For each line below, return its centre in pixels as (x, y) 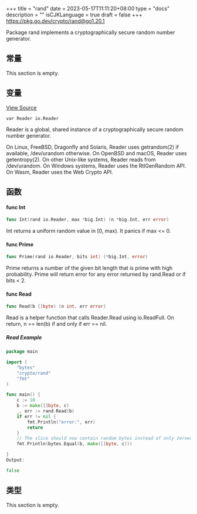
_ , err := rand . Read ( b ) (46, 411)
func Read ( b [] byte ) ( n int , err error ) (56, 306)
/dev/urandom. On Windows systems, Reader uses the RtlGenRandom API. (96, 166)
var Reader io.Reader (33, 118)
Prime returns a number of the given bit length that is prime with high (89, 268)
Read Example (24, 337)
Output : (16, 460)
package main (22, 352)
